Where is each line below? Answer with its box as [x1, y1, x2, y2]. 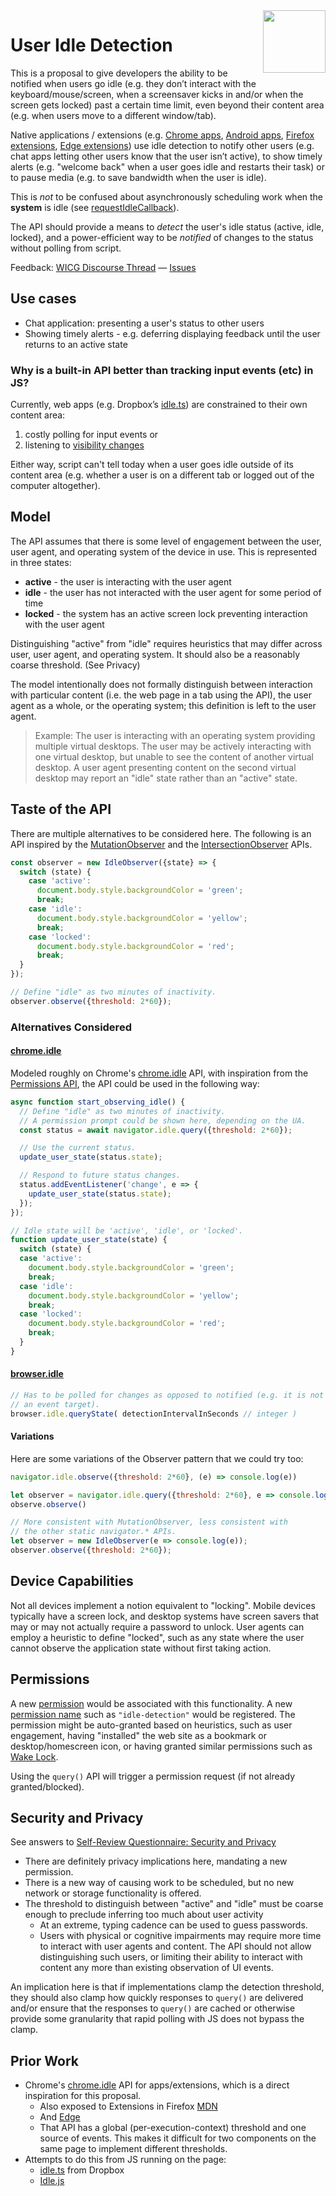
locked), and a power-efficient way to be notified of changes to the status [10, 231, 314, 243]
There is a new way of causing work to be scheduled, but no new [24, 1877, 295, 1889]
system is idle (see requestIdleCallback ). [10, 201, 180, 213]
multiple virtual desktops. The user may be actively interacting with [34, 740, 312, 752]
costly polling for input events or [24, 429, 159, 441]
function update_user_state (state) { [10, 1235, 168, 1245]
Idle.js [39, 2175, 65, 2187]
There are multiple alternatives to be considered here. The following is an [10, 827, 312, 839]
